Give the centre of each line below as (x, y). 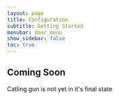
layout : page (26, 13)
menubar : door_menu (35, 32)
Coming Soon (36, 72)
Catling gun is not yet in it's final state (60, 88)
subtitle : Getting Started (45, 26)
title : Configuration (38, 20)
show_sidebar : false (36, 39)
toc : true (21, 45)
